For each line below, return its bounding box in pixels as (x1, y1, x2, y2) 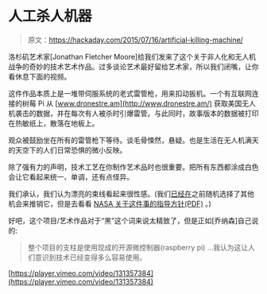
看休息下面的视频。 (8, 72, 72, 81)
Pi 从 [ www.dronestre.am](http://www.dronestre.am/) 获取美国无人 (37, 99, 256, 108)
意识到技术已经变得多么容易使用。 (34, 252, 147, 262)
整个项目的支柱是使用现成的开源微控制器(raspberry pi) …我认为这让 (27, 242, 249, 252)
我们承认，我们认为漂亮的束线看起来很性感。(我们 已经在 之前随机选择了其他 (8, 188, 255, 199)
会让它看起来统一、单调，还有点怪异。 (8, 172, 133, 181)
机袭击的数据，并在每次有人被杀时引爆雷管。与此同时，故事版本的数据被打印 (8, 108, 259, 118)
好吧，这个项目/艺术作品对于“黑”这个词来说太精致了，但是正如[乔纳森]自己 (8, 215, 252, 225)
